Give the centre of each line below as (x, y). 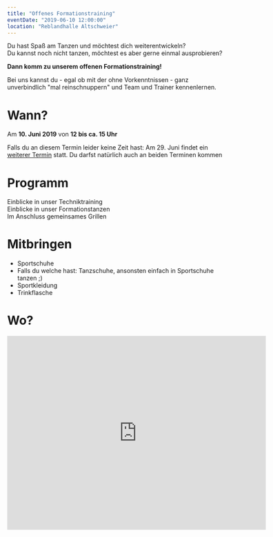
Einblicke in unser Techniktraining (55, 202)
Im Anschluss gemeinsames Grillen (57, 216)
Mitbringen (40, 244)
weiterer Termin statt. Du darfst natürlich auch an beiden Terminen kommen (115, 155)
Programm (38, 183)
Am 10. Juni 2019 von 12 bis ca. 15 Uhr (62, 134)
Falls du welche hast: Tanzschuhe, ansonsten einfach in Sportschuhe (115, 271)
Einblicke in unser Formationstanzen (59, 209)
